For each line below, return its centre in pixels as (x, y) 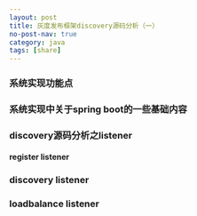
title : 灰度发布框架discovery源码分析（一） (84, 26)
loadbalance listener (54, 204)
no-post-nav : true (43, 34)
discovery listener (49, 180)
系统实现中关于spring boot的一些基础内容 (98, 109)
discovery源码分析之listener (71, 135)
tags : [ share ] (35, 51)
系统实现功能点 (41, 84)
